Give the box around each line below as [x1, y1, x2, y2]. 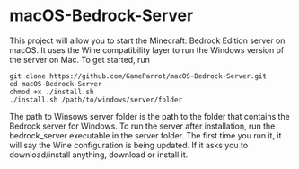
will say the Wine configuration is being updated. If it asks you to [9, 139, 249, 150]
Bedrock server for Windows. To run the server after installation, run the [9, 120, 276, 131]
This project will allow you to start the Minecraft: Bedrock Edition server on [9, 35, 286, 46]
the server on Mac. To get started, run [9, 54, 150, 65]
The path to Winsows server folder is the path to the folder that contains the [9, 111, 290, 121]
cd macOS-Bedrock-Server [9, 79, 102, 88]
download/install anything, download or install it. [9, 149, 189, 160]
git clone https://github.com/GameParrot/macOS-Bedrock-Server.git [9, 71, 268, 81]
